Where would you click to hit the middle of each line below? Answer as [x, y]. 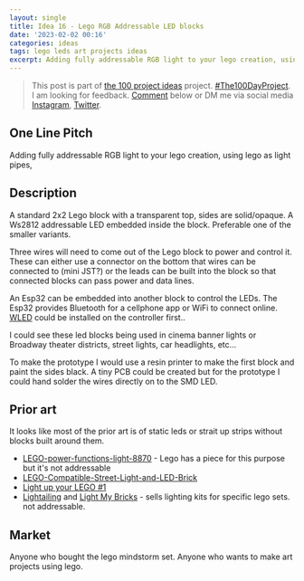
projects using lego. [46, 567]
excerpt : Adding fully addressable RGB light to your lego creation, [143, 60]
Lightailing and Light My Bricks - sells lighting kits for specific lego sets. [156, 497]
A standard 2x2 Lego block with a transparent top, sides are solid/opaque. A [152, 214]
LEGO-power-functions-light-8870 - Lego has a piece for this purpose [154, 459]
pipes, [21, 165]
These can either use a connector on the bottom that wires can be [133, 261]
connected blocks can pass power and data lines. [102, 281]
